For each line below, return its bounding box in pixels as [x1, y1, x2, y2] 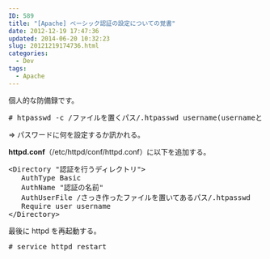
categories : [8, 49, 49, 57]
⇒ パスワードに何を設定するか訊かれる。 [8, 129, 146, 139]
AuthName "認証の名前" [21, 183, 104, 192]
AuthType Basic [21, 173, 82, 182]
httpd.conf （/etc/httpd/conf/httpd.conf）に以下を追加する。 [8, 146, 211, 156]
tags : [8, 65, 27, 73]
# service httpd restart [8, 242, 107, 251]
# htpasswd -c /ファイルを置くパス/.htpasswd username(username [8, 113, 256, 122]
